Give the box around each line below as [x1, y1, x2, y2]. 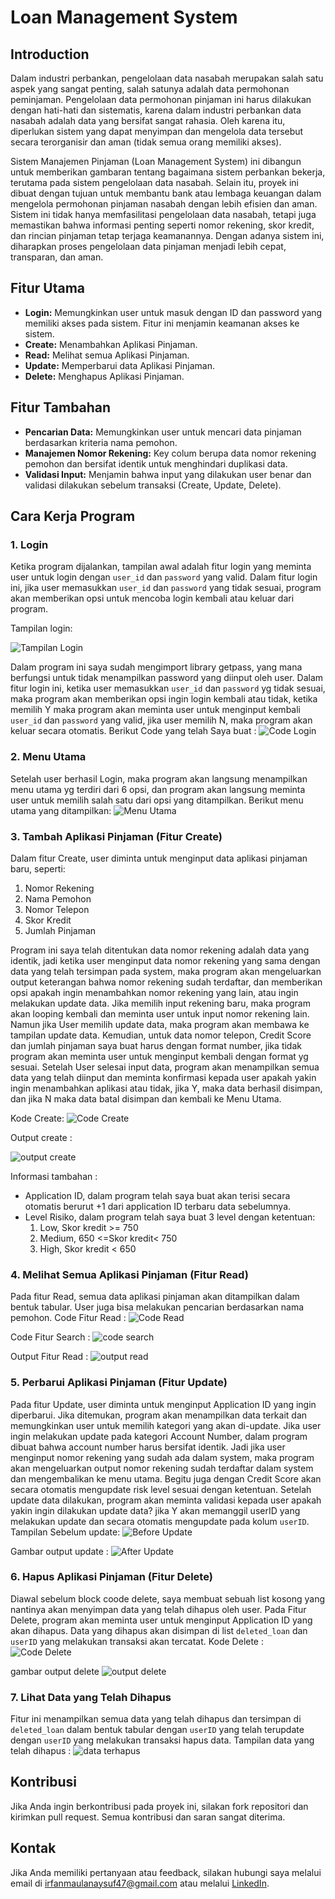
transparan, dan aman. [10, 251, 104, 263]
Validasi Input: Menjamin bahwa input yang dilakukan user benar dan [24, 468, 312, 480]
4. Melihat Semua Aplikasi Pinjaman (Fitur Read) [10, 1267, 249, 1281]
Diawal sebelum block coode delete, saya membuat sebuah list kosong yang [10, 1592, 326, 1605]
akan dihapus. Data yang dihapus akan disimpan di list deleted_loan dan [10, 1624, 308, 1636]
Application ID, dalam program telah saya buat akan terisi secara [24, 1189, 291, 1201]
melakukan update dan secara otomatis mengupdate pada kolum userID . [10, 1515, 310, 1527]
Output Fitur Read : [10, 1351, 89, 1363]
